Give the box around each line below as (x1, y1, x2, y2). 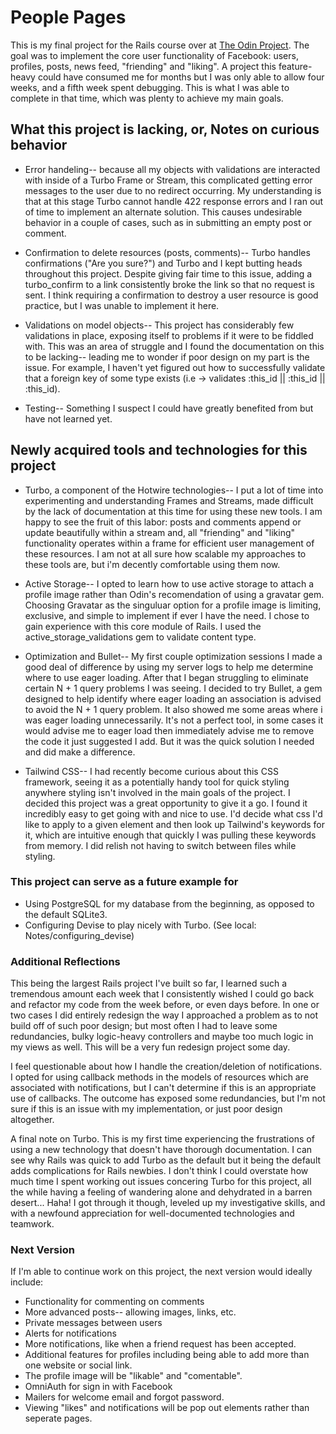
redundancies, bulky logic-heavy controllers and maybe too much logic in (10, 1031, 314, 1043)
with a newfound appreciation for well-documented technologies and (10, 1207, 295, 1220)
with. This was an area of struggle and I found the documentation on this (24, 340, 325, 352)
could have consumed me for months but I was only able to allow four (37, 71, 325, 83)
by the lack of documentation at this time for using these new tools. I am (24, 505, 323, 517)
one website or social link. (24, 1359, 133, 1371)
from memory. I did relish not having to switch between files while (24, 839, 297, 851)
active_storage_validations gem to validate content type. (24, 631, 257, 643)
